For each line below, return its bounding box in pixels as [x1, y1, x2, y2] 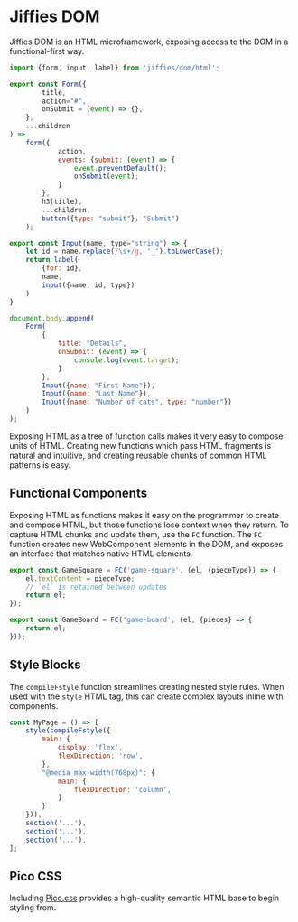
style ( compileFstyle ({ [25, 726, 111, 735]
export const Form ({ [9, 79, 88, 88]
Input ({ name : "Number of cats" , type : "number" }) [42, 397, 232, 407]
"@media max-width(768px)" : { [42, 768, 155, 778]
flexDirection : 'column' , [73, 785, 172, 794]
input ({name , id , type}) [42, 280, 135, 290]
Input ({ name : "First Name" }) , [42, 381, 155, 390]
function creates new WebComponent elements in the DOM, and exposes [9, 538, 284, 549]
